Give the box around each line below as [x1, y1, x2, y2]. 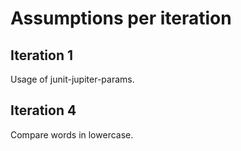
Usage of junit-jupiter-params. [10, 73, 135, 85]
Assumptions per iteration [10, 7, 232, 30]
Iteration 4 [10, 102, 77, 119]
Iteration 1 [10, 47, 74, 64]
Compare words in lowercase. [10, 128, 134, 141]
